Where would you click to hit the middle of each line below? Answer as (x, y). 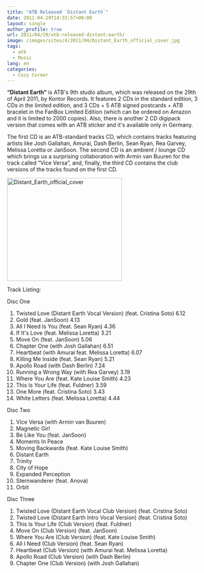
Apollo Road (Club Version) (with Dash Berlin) (73, 557)
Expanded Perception (43, 474)
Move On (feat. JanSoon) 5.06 (54, 340)
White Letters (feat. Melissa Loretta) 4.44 (68, 398)
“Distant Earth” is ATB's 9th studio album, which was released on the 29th (102, 92)
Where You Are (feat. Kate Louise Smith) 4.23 (73, 379)
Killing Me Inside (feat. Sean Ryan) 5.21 (65, 359)
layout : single (26, 23)
